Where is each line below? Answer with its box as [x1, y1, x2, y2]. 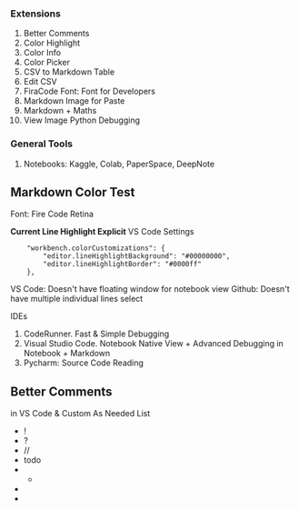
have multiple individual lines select [10, 294, 144, 305]
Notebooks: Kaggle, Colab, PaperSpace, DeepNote [23, 158, 215, 169]
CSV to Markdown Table [23, 66, 115, 77]
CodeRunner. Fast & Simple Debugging [23, 328, 170, 339]
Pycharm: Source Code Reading [23, 357, 145, 368]
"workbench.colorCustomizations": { [26, 244, 166, 253]
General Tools [10, 137, 74, 150]
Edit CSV [23, 76, 57, 87]
